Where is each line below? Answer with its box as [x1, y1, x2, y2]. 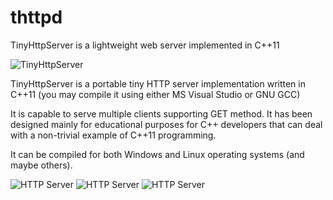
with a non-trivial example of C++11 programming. [10, 129, 217, 141]
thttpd [10, 6, 63, 29]
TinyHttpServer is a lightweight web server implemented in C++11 [10, 39, 280, 51]
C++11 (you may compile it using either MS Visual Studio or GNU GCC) [10, 88, 301, 100]
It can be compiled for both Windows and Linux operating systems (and [10, 148, 305, 160]
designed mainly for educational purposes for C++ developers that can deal [10, 118, 323, 130]
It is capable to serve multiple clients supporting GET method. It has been [10, 107, 313, 120]
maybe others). [10, 159, 73, 171]
